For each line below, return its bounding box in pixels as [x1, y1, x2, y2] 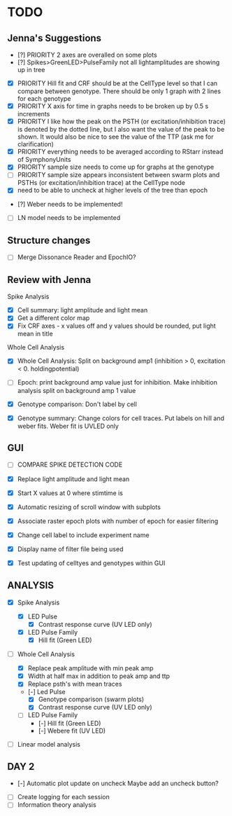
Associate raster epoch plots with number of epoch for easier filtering [17, 516, 219, 525]
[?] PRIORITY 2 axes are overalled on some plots [17, 50, 157, 59]
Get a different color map [17, 314, 90, 322]
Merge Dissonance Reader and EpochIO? [17, 253, 136, 261]
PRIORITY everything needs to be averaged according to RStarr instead [17, 148, 224, 156]
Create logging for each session [17, 793, 110, 801]
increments [17, 110, 50, 118]
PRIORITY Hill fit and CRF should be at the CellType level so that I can [17, 79, 218, 88]
